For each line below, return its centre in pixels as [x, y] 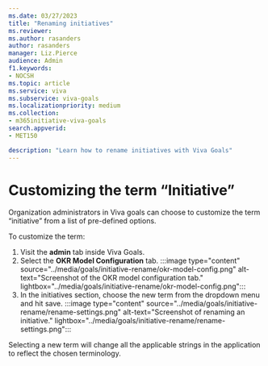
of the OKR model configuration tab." [142, 278]
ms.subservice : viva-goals [54, 98]
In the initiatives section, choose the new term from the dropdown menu [140, 295]
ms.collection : [34, 114]
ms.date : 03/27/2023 [43, 16]
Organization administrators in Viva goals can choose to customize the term [134, 212]
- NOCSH [21, 76]
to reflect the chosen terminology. [65, 354]
